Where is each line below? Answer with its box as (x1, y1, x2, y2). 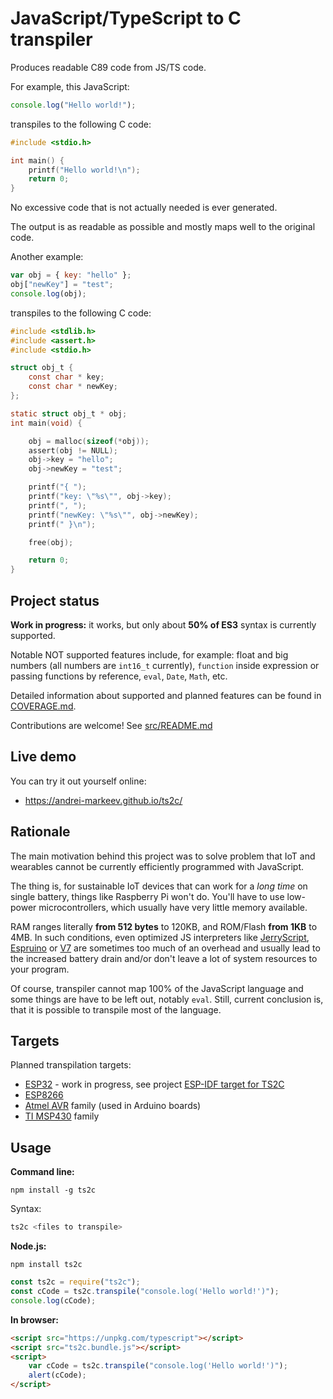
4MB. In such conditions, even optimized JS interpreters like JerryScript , (10, 931, 310, 943)
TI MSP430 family (24, 1110, 100, 1122)
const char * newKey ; (28, 382, 118, 392)
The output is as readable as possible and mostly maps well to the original (10, 221, 316, 233)
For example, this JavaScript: (10, 80, 130, 92)
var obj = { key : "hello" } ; (10, 270, 132, 281)
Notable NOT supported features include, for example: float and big (10, 649, 289, 661)
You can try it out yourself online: (10, 775, 147, 787)
